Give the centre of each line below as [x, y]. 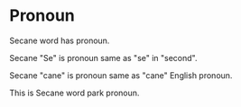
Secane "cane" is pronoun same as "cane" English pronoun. [121, 75]
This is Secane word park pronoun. [74, 93]
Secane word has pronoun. [60, 40]
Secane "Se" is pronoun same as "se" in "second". [103, 58]
